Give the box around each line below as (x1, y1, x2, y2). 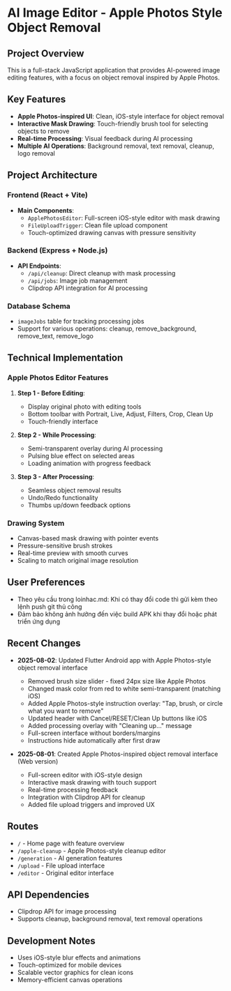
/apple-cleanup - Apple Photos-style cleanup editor (17, 846, 166, 855)
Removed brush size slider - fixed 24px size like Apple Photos (27, 676, 206, 685)
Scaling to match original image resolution (17, 557, 139, 565)
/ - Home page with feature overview (17, 839, 125, 847)
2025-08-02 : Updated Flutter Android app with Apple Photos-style (17, 656, 211, 664)
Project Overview (7, 47, 84, 59)
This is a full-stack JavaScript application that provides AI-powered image (7, 66, 221, 74)
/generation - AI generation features (17, 854, 123, 862)
